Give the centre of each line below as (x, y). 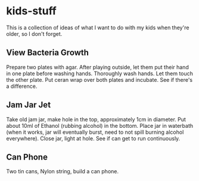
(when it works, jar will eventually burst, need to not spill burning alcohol (95, 132)
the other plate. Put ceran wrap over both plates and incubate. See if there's (99, 79)
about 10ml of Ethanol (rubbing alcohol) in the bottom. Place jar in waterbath (100, 125)
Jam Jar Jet (29, 105)
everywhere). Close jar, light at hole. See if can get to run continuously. (93, 138)
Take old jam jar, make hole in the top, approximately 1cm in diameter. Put (96, 119)
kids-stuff (31, 11)
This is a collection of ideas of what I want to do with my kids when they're (98, 27)
